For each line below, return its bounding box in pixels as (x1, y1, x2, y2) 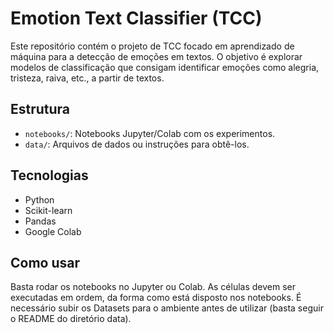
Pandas (24, 215, 57, 227)
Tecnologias (10, 167, 89, 184)
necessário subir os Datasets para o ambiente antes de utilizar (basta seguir (10, 302, 324, 314)
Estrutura (10, 101, 71, 118)
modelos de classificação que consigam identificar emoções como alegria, (10, 61, 320, 73)
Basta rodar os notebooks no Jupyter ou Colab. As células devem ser (10, 281, 297, 293)
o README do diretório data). (10, 313, 132, 325)
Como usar (10, 254, 81, 271)
